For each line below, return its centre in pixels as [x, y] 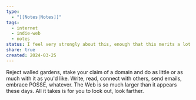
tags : [13, 22]
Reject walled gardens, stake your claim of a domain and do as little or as [95, 72]
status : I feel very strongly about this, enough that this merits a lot [99, 45]
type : [13, 11]
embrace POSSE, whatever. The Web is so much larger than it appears [92, 84]
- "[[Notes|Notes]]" [36, 17]
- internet [25, 28]
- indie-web [26, 34]
